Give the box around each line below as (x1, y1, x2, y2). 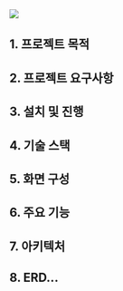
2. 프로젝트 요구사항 (9, 70, 115, 85)
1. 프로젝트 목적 (9, 36, 90, 53)
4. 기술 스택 (9, 138, 71, 153)
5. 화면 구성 (9, 171, 71, 187)
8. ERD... (9, 270, 59, 286)
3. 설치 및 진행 (9, 104, 84, 120)
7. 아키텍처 (9, 238, 66, 254)
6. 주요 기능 (9, 205, 71, 220)
